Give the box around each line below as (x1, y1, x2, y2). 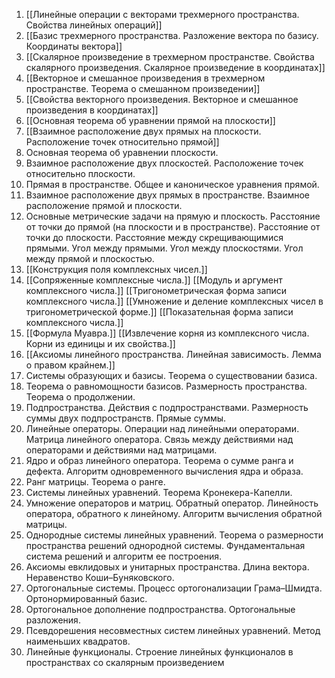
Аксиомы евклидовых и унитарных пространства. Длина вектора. (25, 561, 310, 573)
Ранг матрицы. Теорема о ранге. (25, 476, 166, 488)
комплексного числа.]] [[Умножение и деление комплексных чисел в (25, 295, 324, 307)
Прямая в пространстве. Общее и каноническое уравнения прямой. (25, 179, 320, 190)
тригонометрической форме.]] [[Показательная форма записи (25, 306, 294, 318)
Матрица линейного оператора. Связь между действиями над (25, 434, 294, 445)
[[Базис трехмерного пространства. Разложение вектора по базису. (25, 30, 319, 41)
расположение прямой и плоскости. (25, 200, 183, 211)
